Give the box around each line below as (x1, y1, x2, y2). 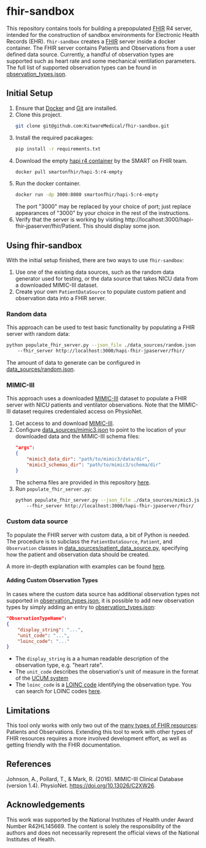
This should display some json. (82, 222, 161, 230)
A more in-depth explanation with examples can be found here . (6, 562, 166, 570)
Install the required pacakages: (15, 134, 94, 141)
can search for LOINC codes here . (15, 688, 102, 695)
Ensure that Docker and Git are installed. (15, 104, 118, 112)
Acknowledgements (6, 799, 85, 810)
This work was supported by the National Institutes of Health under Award (6, 815, 194, 823)
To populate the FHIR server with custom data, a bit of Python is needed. (6, 531, 190, 539)
